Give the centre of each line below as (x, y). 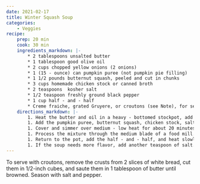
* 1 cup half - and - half (61, 100)
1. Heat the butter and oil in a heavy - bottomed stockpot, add (110, 117)
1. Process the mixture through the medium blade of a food (104, 134)
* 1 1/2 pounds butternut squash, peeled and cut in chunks (104, 78)
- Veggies (29, 28)
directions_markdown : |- (48, 112)
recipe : (16, 34)
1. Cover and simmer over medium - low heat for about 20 (101, 128)
